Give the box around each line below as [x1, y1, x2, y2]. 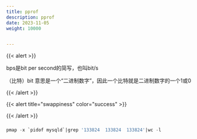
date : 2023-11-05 [6, 20, 50, 26]
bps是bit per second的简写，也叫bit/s [6, 64, 98, 72]
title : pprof [6, 8, 39, 15]
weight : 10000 [6, 25, 42, 32]
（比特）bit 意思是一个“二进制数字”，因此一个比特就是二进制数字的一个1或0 [6, 77, 192, 84]
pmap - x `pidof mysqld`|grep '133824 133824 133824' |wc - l [6, 127, 162, 133]
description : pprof [6, 14, 55, 20]
